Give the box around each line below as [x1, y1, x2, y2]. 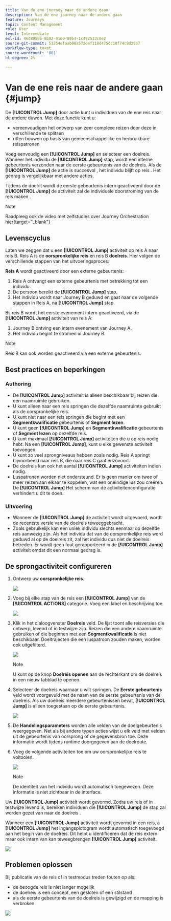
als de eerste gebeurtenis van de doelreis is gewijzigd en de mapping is [12, 894, 164, 901]
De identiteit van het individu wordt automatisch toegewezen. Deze [12, 783, 154, 789]
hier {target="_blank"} [5, 219, 51, 225]
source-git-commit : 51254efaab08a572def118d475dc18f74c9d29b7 [5, 41, 140, 46]
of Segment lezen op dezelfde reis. [12, 430, 88, 436]
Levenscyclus [5, 233, 51, 242]
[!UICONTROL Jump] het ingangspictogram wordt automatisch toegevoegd [5, 825, 164, 831]
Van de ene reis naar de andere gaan [5, 81, 163, 93]
